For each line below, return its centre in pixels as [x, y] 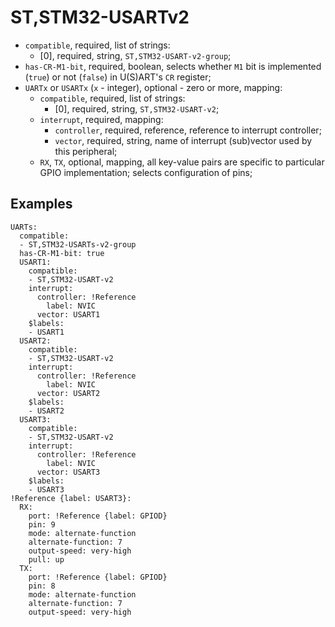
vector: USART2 [68, 393]
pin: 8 [42, 586]
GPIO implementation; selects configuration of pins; [146, 172]
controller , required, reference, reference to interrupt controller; [188, 130]
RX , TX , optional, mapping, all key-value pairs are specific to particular [182, 162]
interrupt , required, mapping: [101, 119]
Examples [41, 204]
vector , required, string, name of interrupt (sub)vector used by [183, 140]
